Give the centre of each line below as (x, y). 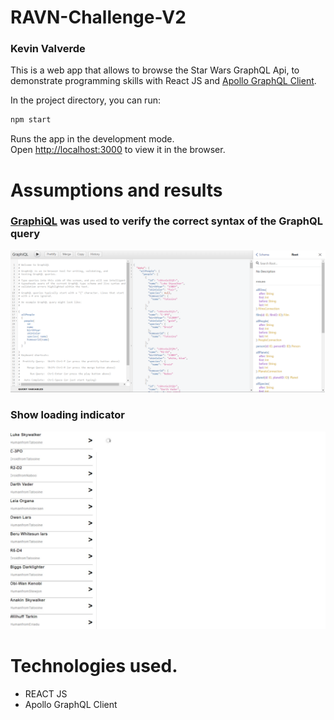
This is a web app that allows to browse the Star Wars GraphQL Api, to (155, 70)
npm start (31, 120)
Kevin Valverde (48, 49)
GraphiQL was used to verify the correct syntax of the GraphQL (166, 221)
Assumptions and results (116, 190)
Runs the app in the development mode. (92, 139)
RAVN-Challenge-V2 (98, 17)
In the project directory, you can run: (85, 100)
